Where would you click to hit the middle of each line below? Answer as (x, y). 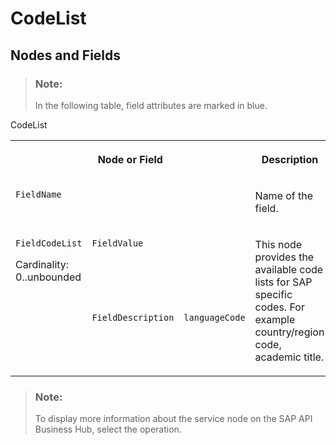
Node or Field (130, 159)
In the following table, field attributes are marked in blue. (151, 105)
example (275, 319)
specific (273, 294)
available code (289, 269)
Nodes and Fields (66, 55)
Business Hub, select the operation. (108, 429)
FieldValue (117, 243)
